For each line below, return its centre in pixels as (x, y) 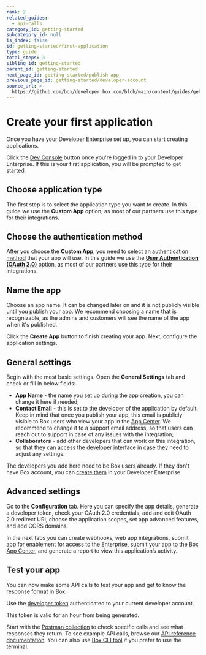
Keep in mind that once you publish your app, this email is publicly (99, 415)
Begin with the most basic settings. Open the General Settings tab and (96, 377)
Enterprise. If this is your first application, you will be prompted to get (93, 164)
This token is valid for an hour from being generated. (73, 615)
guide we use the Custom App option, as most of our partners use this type (102, 211)
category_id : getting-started (45, 29)
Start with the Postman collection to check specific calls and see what (95, 627)
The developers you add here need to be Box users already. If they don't (98, 466)
